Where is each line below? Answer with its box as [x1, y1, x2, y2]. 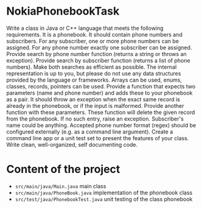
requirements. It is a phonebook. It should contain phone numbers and [6, 30, 183, 38]
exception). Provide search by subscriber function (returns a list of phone [6, 57, 190, 64]
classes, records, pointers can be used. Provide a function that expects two [6, 82, 196, 90]
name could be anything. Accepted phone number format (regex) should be [6, 121, 197, 129]
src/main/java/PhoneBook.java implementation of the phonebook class [15, 189, 193, 196]
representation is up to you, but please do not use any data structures [6, 69, 181, 77]
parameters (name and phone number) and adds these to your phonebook [6, 89, 193, 96]
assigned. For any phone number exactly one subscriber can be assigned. [6, 44, 192, 51]
